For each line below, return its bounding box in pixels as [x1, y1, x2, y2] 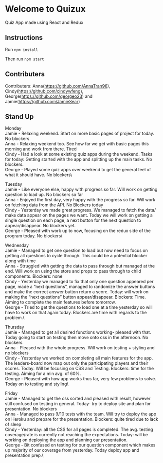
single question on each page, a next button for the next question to [5, 217, 141, 223]
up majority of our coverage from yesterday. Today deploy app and [5, 447, 140, 453]
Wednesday [5, 242, 29, 249]
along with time [5, 258, 36, 264]
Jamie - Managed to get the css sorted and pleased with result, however [5, 395, 151, 402]
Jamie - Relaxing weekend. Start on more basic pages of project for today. [5, 130, 155, 137]
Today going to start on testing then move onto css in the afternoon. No [5, 335, 148, 340]
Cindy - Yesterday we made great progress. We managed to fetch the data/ [5, 207, 156, 213]
